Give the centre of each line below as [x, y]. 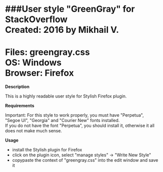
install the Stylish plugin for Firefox [47, 150]
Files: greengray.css [47, 52]
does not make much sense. [34, 131]
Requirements [20, 106]
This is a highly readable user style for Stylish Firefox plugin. [66, 96]
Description [17, 87]
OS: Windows [33, 63]
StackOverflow [36, 19]
